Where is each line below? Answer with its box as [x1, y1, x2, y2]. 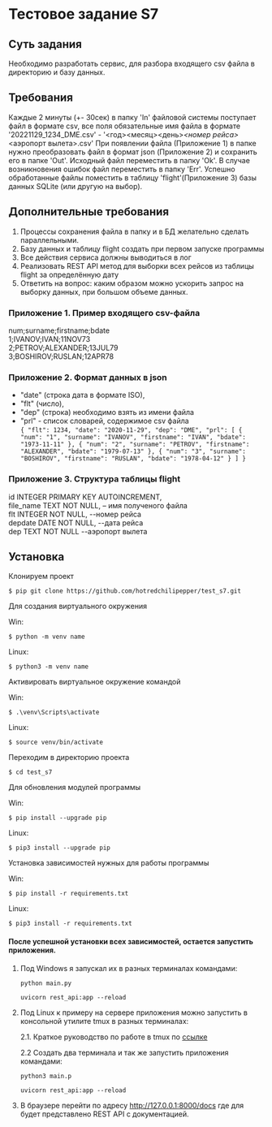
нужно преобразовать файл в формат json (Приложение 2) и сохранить [8, 147, 257, 157]
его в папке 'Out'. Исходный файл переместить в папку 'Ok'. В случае [8, 155, 250, 165]
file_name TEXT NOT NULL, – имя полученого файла [8, 500, 188, 510]
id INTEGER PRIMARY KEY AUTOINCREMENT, [8, 492, 162, 502]
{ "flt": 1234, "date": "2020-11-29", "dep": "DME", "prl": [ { [19, 426, 243, 434]
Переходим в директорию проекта [8, 753, 130, 762]
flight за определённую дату [19, 270, 119, 279]
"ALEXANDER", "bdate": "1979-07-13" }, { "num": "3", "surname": [19, 447, 246, 456]
